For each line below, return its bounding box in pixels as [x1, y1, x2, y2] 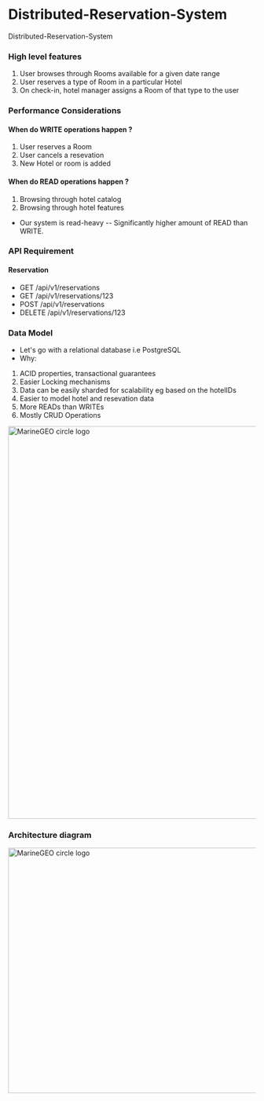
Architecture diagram [8, 829, 92, 840]
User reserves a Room [19, 142, 92, 152]
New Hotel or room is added [19, 159, 112, 168]
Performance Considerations [8, 105, 122, 116]
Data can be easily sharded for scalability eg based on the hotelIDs [19, 385, 237, 394]
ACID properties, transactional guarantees [19, 368, 156, 378]
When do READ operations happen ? [8, 177, 130, 186]
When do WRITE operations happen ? [8, 124, 133, 134]
